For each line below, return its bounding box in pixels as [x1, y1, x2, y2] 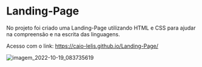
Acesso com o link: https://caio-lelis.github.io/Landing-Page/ [6, 42, 159, 49]
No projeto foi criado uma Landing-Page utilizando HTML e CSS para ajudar [6, 24, 196, 31]
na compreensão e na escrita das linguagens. [6, 30, 120, 37]
